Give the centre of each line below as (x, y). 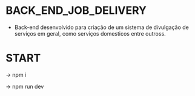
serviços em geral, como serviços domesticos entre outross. (90, 33)
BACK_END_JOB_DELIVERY (76, 11)
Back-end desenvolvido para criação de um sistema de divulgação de (101, 27)
